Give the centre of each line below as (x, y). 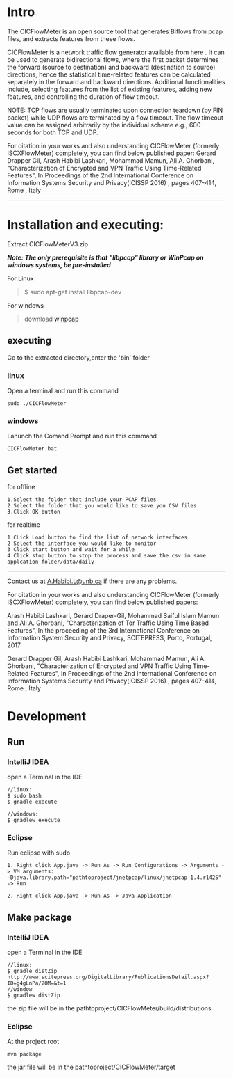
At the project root (33, 1042)
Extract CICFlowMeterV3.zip (48, 244)
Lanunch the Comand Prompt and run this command (82, 436)
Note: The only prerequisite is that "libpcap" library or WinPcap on (105, 257)
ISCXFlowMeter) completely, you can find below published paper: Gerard (112, 153)
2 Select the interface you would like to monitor (82, 544)
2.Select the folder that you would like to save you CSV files (102, 506)
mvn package (24, 1054)
